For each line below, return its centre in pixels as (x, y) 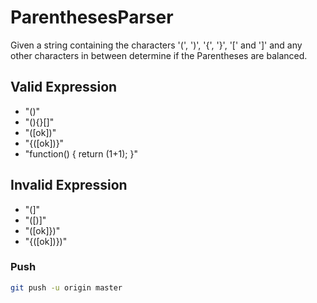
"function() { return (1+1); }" (81, 153)
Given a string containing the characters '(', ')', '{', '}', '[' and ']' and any (156, 45)
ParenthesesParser (92, 17)
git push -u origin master (66, 287)
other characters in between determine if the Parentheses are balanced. (159, 55)
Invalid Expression (69, 185)
